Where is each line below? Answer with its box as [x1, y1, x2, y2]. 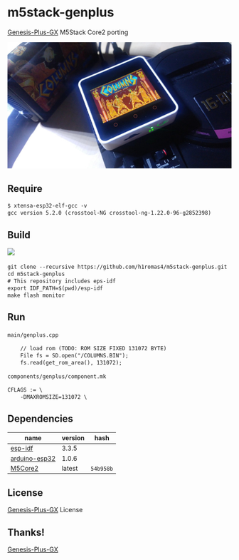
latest [61, 464, 78, 472]
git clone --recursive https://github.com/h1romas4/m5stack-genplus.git [7, 263, 228, 271]
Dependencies [7, 413, 73, 425]
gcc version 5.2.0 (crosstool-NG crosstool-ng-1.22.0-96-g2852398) [7, 210, 212, 217]
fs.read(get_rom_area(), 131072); [20, 359, 122, 366]
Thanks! [7, 526, 45, 539]
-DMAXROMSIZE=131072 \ [20, 393, 87, 400]
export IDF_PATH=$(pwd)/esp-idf [7, 285, 103, 292]
